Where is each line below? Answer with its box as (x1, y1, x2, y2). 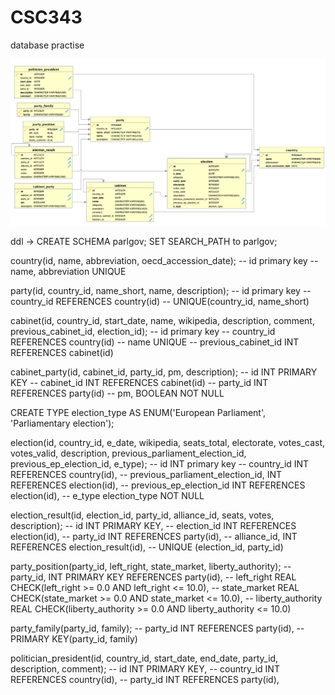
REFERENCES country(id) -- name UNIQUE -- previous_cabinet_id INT (10, 336, 300, 348)
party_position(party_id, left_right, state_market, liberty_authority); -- (10, 561, 292, 573)
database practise (10, 39, 85, 51)
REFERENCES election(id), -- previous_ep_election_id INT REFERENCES (10, 479, 306, 491)
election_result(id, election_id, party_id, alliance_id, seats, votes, (10, 509, 275, 521)
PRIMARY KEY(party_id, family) (10, 633, 138, 645)
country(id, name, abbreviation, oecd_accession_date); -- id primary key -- (10, 255, 319, 267)
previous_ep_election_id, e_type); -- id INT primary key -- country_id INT (10, 458, 310, 470)
